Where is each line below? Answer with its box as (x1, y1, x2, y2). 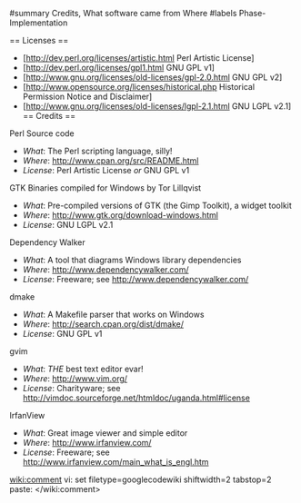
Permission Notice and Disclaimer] (22, 91, 153, 102)
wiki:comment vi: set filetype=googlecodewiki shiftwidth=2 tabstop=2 (9, 474, 272, 485)
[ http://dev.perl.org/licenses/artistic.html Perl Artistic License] (22, 53, 255, 63)
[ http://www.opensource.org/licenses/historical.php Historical (22, 82, 256, 92)
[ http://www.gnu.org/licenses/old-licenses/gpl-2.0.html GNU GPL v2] (22, 72, 283, 83)
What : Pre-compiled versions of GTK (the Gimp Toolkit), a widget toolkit (22, 200, 293, 211)
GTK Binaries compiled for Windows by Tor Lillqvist (9, 182, 202, 193)
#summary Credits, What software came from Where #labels (9, 8, 237, 18)
